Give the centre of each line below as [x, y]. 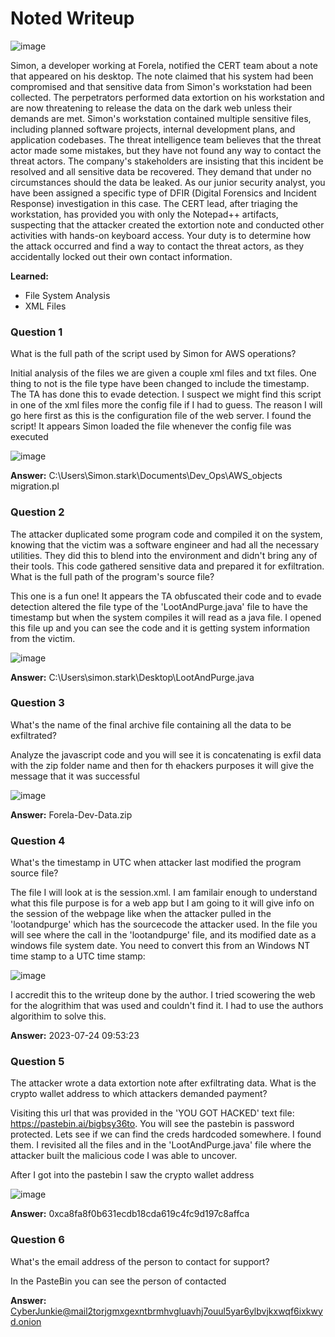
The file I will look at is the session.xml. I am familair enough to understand [164, 893]
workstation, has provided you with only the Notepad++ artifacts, [144, 214]
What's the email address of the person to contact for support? [140, 1261]
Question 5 [37, 1062]
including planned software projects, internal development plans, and [153, 129]
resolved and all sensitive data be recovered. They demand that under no [161, 171]
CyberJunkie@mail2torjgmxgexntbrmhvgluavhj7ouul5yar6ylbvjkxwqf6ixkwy [166, 1311]
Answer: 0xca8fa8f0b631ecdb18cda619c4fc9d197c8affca [130, 1214]
